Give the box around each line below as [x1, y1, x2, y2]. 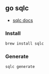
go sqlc [5, 4, 29, 12]
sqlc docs [12, 17, 33, 23]
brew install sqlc [5, 41, 44, 46]
